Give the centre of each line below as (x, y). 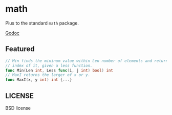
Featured (20, 49)
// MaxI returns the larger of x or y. (48, 75)
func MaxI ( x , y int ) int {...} (39, 80)
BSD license (18, 108)
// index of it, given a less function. (49, 65)
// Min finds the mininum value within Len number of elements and (79, 61)
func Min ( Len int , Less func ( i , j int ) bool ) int (59, 70)
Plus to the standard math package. (42, 23)
